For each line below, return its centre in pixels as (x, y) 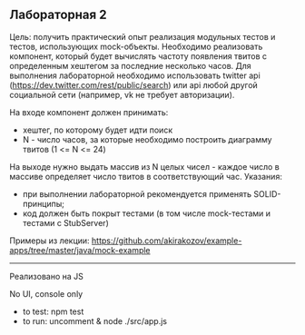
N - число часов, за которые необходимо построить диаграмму (147, 139)
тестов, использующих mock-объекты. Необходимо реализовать (136, 46)
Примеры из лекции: (49, 241)
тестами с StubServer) (65, 222)
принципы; (44, 203)
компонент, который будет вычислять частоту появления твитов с (138, 56)
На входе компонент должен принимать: (89, 112)
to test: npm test (53, 311)
